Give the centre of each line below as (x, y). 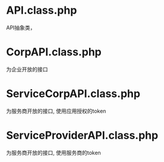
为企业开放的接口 (27, 69)
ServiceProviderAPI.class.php (82, 135)
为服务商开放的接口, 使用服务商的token (53, 152)
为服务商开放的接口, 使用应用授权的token (56, 111)
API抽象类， (21, 27)
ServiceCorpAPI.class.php (73, 94)
